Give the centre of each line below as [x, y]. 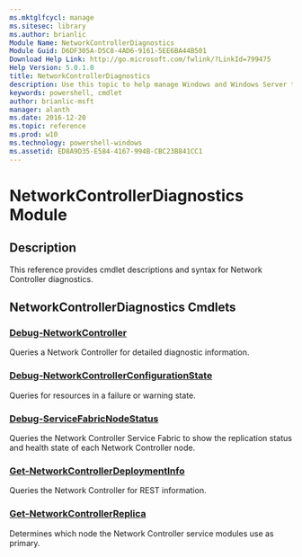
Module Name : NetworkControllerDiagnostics [92, 43]
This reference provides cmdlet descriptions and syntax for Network [136, 270]
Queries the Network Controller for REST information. [108, 491]
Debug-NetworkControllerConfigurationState [111, 376]
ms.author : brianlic [48, 34]
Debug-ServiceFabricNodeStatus [84, 419]
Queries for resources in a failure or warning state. [102, 395]
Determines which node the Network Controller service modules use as [142, 533]
